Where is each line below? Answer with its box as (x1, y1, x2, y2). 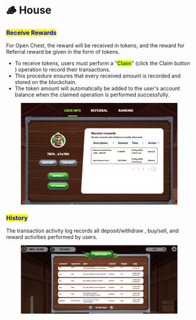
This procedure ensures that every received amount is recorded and (14, 72, 181, 79)
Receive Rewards (6, 29, 57, 37)
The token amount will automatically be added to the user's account (14, 85, 180, 92)
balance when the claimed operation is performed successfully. (14, 91, 170, 98)
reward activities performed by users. (6, 233, 97, 240)
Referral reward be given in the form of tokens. (6, 49, 120, 56)
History (6, 214, 28, 222)
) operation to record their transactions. (14, 66, 111, 73)
